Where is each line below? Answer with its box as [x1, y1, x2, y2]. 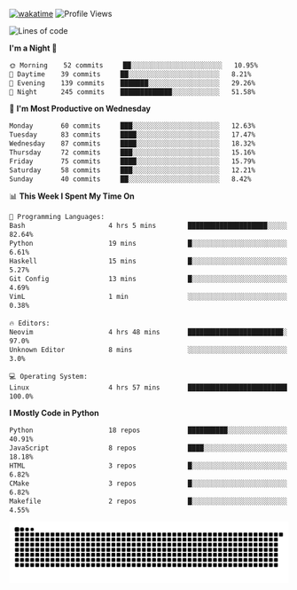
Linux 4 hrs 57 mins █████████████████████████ [9, 383, 288, 392]
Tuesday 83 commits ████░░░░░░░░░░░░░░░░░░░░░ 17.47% [9, 130, 255, 139]
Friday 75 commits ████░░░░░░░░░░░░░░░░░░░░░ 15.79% [9, 157, 255, 166]
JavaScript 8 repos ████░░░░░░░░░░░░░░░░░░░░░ [9, 444, 288, 452]
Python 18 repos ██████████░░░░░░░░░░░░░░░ [9, 426, 288, 435]
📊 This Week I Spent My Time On [9, 191, 135, 201]
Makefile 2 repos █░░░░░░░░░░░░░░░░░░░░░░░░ [9, 497, 288, 506]
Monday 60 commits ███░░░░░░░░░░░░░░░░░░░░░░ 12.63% [9, 122, 255, 130]
